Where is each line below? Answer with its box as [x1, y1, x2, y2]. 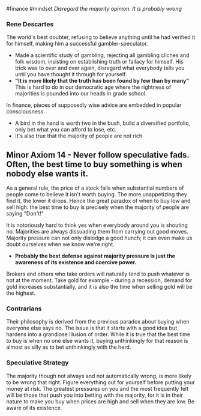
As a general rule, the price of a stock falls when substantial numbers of [6, 184, 184, 191]
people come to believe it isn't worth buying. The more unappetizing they [6, 191, 187, 198]
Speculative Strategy [6, 358, 69, 367]
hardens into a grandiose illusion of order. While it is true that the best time [6, 331, 191, 338]
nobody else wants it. [6, 168, 89, 179]
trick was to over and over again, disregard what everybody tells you [14, 64, 185, 71]
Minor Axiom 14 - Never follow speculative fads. [6, 149, 190, 160]
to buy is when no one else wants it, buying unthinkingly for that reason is [6, 337, 188, 345]
